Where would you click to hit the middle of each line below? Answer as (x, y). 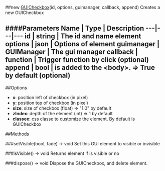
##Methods (17, 134)
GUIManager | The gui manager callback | (71, 52)
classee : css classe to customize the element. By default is (74, 119)
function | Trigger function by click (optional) (77, 60)
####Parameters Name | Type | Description (75, 28)
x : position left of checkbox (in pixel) (50, 97)
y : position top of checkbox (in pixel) (50, 103)
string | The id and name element (89, 36)
